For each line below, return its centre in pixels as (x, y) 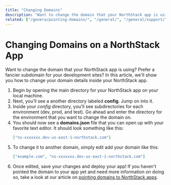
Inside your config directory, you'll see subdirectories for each (78, 107)
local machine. (28, 96)
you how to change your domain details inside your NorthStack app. (77, 81)
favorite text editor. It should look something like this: (68, 128)
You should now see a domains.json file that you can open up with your (88, 123)
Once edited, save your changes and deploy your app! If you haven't (84, 167)
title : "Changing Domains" (34, 10)
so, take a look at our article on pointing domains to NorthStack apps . (85, 177)
